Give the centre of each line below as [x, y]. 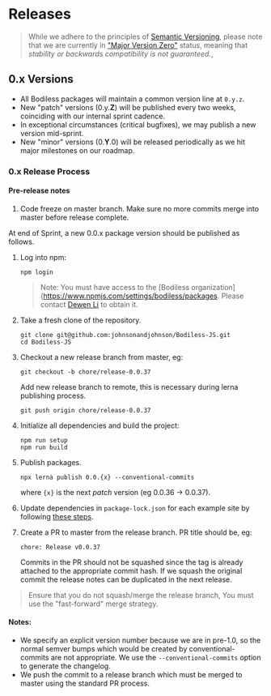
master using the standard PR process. [85, 683]
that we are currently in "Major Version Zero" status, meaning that [138, 45]
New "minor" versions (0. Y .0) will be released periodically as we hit [132, 142]
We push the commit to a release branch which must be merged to [131, 675]
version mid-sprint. [52, 133]
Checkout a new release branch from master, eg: [102, 357]
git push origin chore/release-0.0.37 [85, 410]
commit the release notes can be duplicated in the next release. [126, 579]
